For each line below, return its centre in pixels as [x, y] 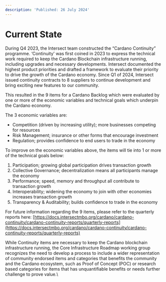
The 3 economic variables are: [36, 115]
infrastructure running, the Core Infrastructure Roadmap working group [78, 248]
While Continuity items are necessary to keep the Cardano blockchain [76, 242]
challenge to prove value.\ [32, 274]
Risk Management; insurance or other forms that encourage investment [85, 135]
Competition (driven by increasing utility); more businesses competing [84, 124]
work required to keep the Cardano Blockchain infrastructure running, [76, 59]
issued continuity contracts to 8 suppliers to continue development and [78, 80]
